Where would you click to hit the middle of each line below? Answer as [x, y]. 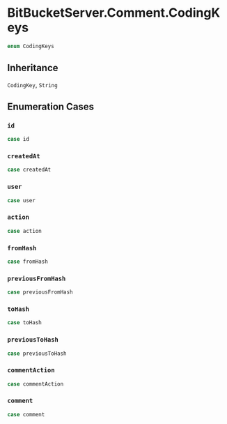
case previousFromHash [40, 292]
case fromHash [28, 262]
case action [24, 231]
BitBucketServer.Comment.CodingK [114, 13]
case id [18, 139]
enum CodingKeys [31, 46]
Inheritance [33, 68]
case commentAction [36, 384]
